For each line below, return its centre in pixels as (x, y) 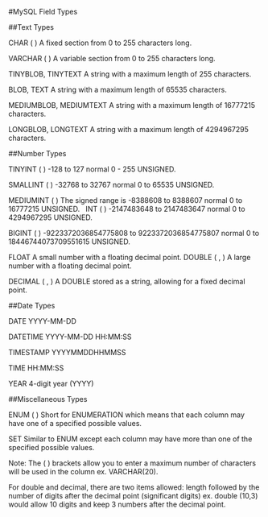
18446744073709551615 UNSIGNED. (69, 242)
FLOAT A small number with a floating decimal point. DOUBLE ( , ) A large (130, 257)
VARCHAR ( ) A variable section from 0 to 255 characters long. (112, 58)
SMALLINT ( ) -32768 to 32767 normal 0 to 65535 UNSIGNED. (111, 185)
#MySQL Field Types (43, 12)
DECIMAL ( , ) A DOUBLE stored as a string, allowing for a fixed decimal (127, 281)
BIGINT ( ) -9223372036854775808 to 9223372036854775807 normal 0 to (134, 233)
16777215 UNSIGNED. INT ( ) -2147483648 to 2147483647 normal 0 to (127, 209)
